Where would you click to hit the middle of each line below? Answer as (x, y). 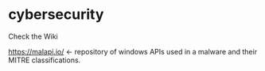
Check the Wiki (33, 36)
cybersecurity (56, 15)
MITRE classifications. (45, 60)
